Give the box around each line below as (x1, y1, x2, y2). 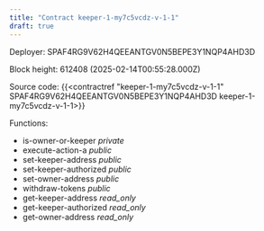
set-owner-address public (22, 173, 120, 184)
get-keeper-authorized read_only (22, 201, 146, 212)
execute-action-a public (22, 145, 113, 155)
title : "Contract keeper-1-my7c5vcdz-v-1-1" (9, 13, 179, 22)
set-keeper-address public (22, 154, 122, 164)
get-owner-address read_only (22, 211, 134, 222)
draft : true (9, 22, 54, 31)
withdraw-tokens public (22, 182, 111, 193)
